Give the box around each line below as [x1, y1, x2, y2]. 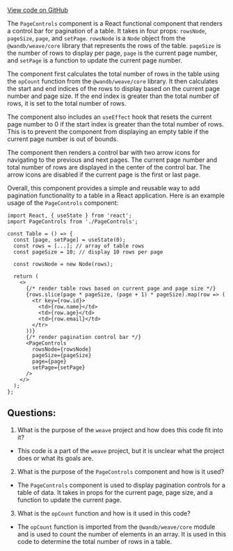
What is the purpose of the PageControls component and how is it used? [17, 467, 225, 475]
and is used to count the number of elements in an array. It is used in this [17, 529, 227, 538]
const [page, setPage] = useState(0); [13, 236, 127, 243]
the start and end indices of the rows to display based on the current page [7, 85, 220, 92]
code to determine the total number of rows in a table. [17, 537, 172, 545]
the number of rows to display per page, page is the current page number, [7, 49, 218, 57]
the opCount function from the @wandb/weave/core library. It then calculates [7, 77, 218, 85]
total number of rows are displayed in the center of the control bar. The [7, 163, 211, 171]
